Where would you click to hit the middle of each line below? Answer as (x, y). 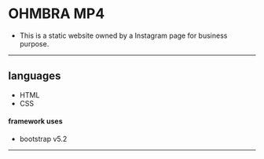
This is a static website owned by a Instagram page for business (123, 35)
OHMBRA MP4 (57, 14)
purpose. (34, 43)
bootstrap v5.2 (43, 139)
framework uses (35, 121)
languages (35, 76)
